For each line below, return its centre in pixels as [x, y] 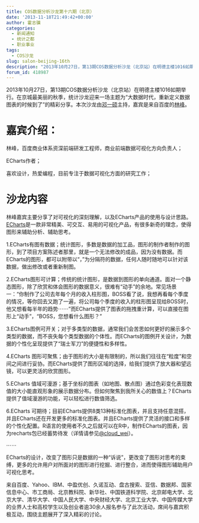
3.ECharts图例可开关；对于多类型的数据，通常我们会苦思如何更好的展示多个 [99, 329]
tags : [13, 50]
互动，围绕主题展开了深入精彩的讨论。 [58, 514]
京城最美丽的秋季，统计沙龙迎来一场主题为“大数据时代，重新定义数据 [106, 97]
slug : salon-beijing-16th [38, 61]
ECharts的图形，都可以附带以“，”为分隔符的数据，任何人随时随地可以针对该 [97, 259]
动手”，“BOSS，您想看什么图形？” [60, 316]
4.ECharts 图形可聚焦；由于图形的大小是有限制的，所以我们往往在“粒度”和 [96, 357]
